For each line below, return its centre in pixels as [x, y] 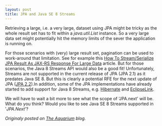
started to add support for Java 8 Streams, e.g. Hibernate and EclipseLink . [80, 89]
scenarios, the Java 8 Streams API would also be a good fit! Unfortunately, [80, 68]
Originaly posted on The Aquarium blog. [46, 118]
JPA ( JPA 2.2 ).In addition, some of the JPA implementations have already [79, 84]
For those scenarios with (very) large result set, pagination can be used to [79, 53]
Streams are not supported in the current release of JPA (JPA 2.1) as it [75, 73]
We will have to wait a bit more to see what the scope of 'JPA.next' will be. [79, 98]
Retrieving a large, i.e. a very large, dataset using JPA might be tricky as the [81, 28]
